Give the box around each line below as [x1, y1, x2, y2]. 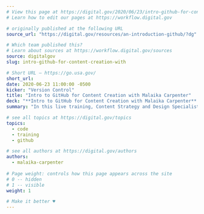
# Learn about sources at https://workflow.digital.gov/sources [6, 48, 172, 54]
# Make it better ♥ [6, 198, 56, 205]
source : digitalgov [6, 53, 56, 59]
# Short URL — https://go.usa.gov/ [6, 70, 97, 76]
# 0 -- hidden [6, 176, 42, 182]
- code [12, 125, 29, 132]
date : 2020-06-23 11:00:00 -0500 [6, 81, 91, 87]
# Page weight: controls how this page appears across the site [6, 170, 172, 176]
